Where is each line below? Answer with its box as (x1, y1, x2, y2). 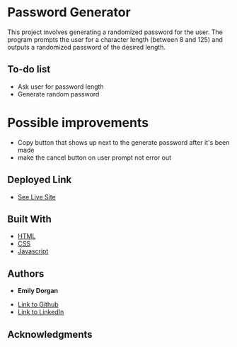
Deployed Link (7, 174, 72, 186)
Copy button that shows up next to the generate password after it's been (17, 138, 230, 146)
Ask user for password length (17, 82, 104, 91)
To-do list (7, 63, 51, 75)
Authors (7, 268, 45, 280)
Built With (7, 213, 52, 225)
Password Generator (7, 4, 131, 21)
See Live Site (17, 192, 57, 201)
